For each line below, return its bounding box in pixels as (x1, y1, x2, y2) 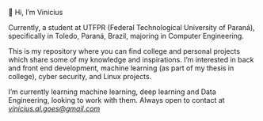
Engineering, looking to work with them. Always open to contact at (8, 96, 225, 104)
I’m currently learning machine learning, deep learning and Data (8, 87, 216, 96)
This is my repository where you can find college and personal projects (8, 47, 240, 55)
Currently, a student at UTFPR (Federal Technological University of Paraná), (8, 23, 255, 32)
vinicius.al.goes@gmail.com (8, 104, 101, 113)
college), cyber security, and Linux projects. (8, 72, 152, 81)
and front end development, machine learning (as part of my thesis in (8, 63, 234, 73)
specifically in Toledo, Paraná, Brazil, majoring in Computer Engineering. (8, 32, 244, 40)
